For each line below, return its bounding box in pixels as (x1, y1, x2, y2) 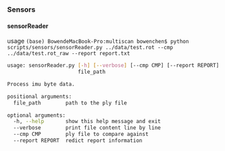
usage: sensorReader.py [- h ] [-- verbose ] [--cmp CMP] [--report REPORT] (7, 62, 220, 69)
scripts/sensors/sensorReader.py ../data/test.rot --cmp (7, 44, 174, 51)
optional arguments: (7, 111, 67, 119)
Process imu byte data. (7, 81, 75, 87)
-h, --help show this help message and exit (13, 118, 161, 125)
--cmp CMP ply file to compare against (13, 131, 149, 138)
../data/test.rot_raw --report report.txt (7, 50, 130, 57)
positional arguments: (7, 93, 72, 100)
